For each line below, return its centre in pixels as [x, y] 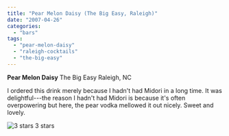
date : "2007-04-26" [35, 20]
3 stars [45, 125]
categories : [24, 26]
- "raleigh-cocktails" [46, 52]
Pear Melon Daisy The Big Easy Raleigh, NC [69, 77]
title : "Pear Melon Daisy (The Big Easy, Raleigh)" [82, 13]
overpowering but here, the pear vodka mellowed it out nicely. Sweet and [110, 105]
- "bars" [26, 32]
